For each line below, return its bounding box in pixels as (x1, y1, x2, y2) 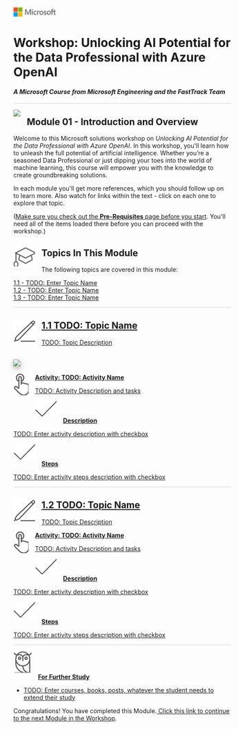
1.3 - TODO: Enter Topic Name (13, 293, 99, 302)
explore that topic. (13, 199, 66, 207)
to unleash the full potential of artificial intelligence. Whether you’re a (13, 149, 210, 157)
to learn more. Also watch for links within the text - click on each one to (13, 192, 217, 200)
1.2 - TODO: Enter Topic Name (13, 286, 99, 295)
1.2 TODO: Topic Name (41, 499, 141, 511)
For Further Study (38, 672, 90, 681)
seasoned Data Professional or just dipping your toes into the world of (13, 156, 212, 165)
